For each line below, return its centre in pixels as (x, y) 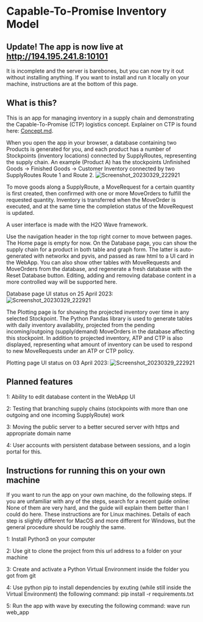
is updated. (20, 212)
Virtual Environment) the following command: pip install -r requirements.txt (100, 594)
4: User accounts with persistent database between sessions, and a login (98, 445)
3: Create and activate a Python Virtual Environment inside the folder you (98, 570)
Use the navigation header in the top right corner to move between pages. (99, 236)
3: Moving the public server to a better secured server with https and (93, 427)
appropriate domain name (39, 433)
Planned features (40, 382)
